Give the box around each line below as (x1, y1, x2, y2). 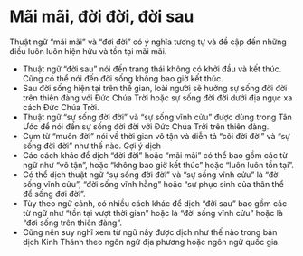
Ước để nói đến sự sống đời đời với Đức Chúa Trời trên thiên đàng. (22, 120, 270, 132)
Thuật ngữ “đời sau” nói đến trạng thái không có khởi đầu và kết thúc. (22, 63, 282, 74)
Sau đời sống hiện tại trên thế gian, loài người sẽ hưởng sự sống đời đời (22, 82, 288, 93)
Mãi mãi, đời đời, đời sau (9, 6, 194, 27)
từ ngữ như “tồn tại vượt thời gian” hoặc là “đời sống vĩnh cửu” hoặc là (22, 207, 283, 218)
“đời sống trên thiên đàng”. (22, 217, 122, 228)
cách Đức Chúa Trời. (22, 101, 99, 112)
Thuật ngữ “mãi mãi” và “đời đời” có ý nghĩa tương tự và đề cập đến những (9, 36, 287, 47)
